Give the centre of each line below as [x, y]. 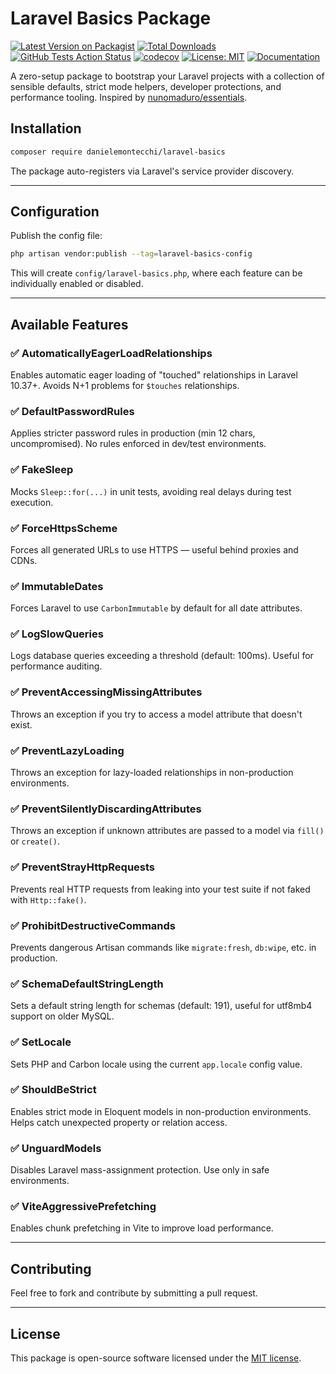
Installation [46, 128]
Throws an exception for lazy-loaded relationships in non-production [152, 773]
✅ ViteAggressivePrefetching [83, 1207]
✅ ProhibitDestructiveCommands [93, 925]
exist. [21, 724]
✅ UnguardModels [56, 1148]
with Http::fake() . [48, 899]
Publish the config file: [56, 236]
